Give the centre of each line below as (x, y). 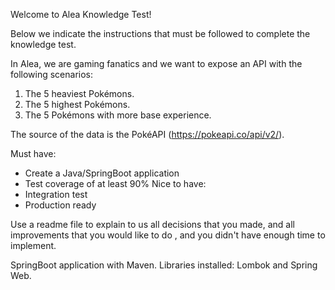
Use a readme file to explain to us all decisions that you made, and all (153, 224)
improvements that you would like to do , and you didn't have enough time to (168, 235)
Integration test (56, 194)
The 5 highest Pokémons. (77, 104)
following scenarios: (52, 74)
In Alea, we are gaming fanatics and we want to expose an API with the (156, 63)
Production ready (60, 205)
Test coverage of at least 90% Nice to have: (115, 183)
